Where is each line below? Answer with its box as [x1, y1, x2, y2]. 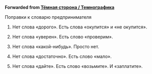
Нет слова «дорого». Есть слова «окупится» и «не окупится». [12, 24, 147, 30]
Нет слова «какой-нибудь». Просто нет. [12, 44, 99, 50]
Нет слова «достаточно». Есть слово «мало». [12, 53, 112, 59]
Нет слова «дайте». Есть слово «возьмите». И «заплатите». [12, 63, 143, 69]
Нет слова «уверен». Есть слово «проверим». [12, 34, 113, 40]
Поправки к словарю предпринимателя [5, 14, 92, 20]
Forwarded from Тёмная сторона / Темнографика [5, 5, 115, 10]
